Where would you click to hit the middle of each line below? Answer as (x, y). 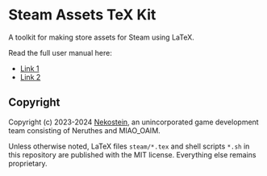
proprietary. (28, 163)
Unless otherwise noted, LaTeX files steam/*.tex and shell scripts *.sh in (129, 146)
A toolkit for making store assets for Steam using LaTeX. (102, 37)
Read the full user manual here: (60, 52)
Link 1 (29, 68)
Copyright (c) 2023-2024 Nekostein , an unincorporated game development (134, 122)
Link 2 (30, 77)
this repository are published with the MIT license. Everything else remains (132, 154)
